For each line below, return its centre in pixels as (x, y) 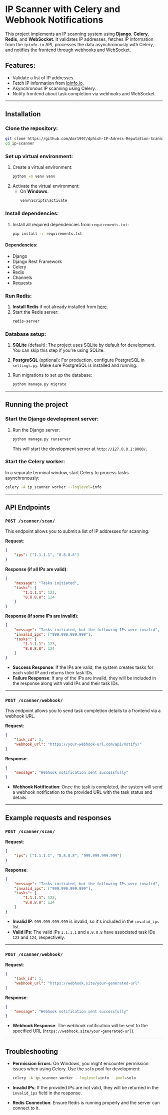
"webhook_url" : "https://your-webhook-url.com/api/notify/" (78, 744)
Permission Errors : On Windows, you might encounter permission (80, 1064)
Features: (20, 65)
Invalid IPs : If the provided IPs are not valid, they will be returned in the (85, 1087)
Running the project (37, 405)
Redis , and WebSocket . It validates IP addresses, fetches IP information (79, 39)
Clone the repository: (32, 128)
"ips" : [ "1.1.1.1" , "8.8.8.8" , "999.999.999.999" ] (68, 856)
